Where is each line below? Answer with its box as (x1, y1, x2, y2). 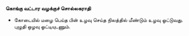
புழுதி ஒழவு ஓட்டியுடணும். (14, 23, 71, 30)
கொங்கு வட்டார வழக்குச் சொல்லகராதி (5, 5, 91, 12)
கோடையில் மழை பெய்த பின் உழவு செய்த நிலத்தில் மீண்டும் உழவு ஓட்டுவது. (14, 17, 184, 23)
